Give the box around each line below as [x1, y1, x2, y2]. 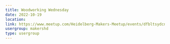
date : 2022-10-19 [5, 12, 42, 17]
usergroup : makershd [5, 26, 49, 31]
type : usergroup [5, 31, 39, 36]
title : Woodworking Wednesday [5, 7, 69, 13]
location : [5, 17, 26, 22]
